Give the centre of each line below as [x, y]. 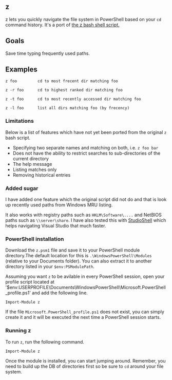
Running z [18, 331]
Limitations [20, 121]
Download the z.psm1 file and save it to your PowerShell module [73, 250]
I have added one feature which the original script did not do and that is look [86, 199]
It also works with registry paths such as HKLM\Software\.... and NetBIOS [83, 215]
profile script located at [30, 282]
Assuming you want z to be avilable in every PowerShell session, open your [85, 277]
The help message [32, 164]
